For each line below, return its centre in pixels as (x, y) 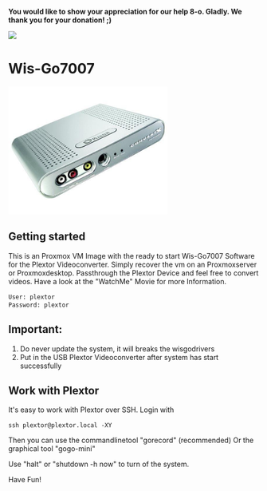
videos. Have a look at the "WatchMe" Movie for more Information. (118, 281)
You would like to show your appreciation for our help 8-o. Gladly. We (125, 12)
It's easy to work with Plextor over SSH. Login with (91, 410)
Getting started (47, 237)
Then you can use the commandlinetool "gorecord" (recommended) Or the (131, 440)
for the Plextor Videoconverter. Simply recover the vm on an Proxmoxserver (133, 264)
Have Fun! (25, 480)
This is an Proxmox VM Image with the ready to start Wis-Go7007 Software (132, 255)
